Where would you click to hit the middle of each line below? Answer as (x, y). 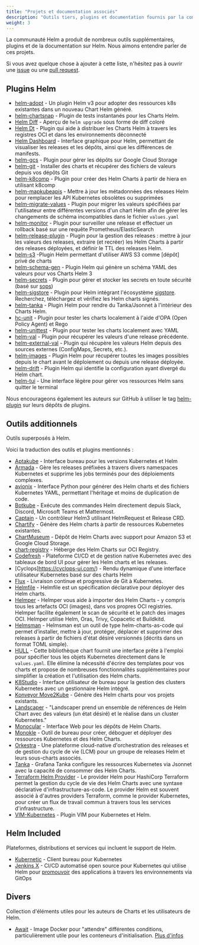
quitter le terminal (36, 388)
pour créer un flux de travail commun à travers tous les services (93, 802)
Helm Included (33, 834)
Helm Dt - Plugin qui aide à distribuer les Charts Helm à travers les (95, 128)
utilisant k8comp (35, 185)
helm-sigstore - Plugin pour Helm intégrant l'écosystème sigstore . (95, 292)
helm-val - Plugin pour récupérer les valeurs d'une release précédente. (101, 337)
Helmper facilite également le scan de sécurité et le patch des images (100, 612)
